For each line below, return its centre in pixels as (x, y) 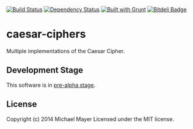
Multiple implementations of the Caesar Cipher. (66, 51)
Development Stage (45, 70)
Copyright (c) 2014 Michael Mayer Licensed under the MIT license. (90, 119)
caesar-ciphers (46, 34)
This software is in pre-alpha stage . (51, 85)
